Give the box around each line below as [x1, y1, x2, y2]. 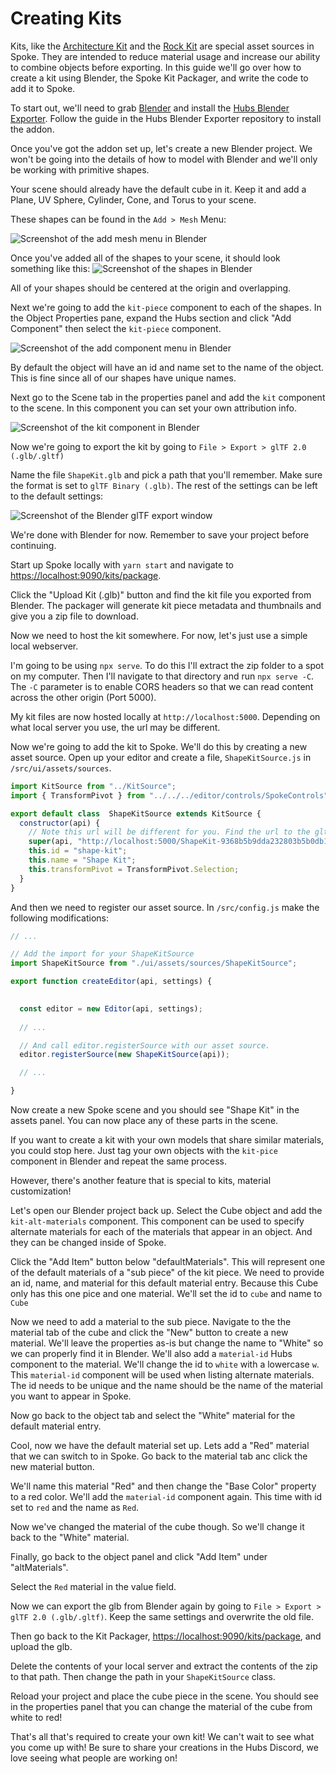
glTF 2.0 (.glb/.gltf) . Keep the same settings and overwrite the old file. [10, 1611, 314, 1623]
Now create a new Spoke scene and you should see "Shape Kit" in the [10, 1104, 300, 1116]
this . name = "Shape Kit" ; [28, 855, 137, 866]
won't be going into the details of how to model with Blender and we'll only [10, 153, 318, 165]
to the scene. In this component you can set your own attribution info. [10, 402, 297, 414]
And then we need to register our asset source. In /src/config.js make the [10, 901, 320, 913]
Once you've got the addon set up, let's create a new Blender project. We [10, 142, 313, 154]
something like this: [10, 262, 91, 274]
